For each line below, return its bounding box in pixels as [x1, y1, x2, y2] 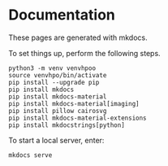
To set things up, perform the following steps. [8, 48, 161, 58]
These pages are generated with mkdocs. [8, 33, 148, 42]
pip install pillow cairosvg [8, 107, 107, 115]
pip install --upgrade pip [8, 78, 100, 86]
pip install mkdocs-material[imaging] [8, 99, 140, 107]
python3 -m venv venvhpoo [8, 63, 96, 72]
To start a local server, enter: [8, 135, 105, 145]
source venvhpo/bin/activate [8, 71, 107, 79]
